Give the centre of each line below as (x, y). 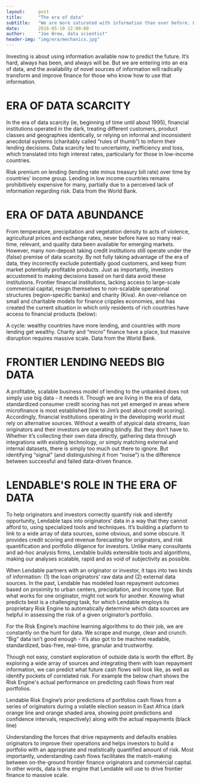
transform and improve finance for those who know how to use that (89, 75)
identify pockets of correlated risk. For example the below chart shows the (97, 676)
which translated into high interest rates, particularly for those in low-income (100, 154)
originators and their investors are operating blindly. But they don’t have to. (98, 429)
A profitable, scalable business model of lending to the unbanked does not (97, 391)
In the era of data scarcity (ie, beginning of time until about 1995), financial (98, 122)
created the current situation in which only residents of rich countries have (98, 307)
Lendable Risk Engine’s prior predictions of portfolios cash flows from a (94, 700)
